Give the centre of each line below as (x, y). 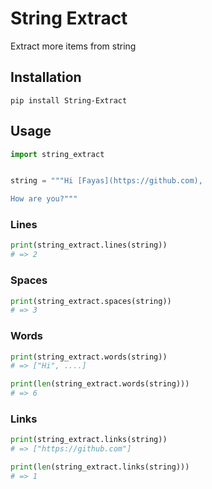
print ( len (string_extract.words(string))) (100, 384)
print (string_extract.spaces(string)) (91, 301)
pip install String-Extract (69, 100)
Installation (46, 77)
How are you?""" (44, 199)
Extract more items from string (73, 46)
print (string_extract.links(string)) (89, 440)
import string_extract (57, 154)
